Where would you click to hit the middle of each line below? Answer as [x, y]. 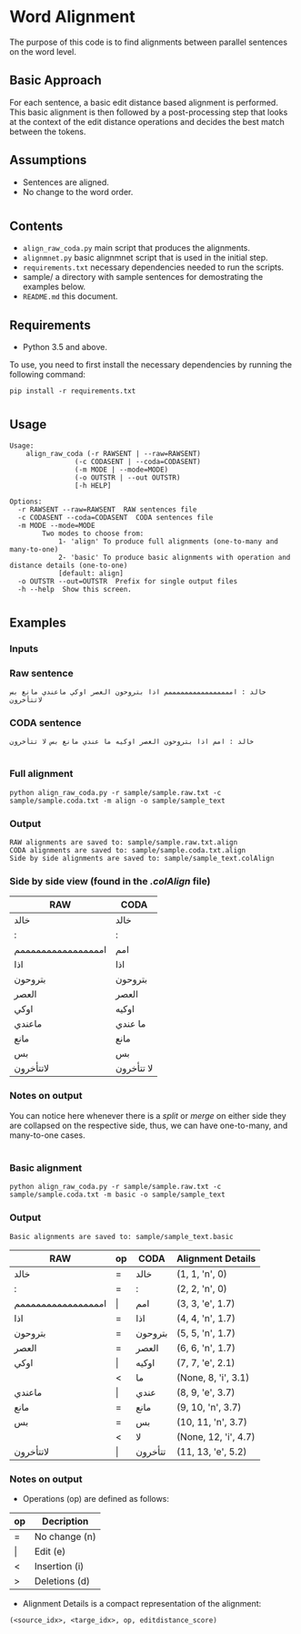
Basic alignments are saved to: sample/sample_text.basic [121, 1236]
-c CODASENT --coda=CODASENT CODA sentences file [115, 517]
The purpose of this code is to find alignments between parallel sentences [149, 42]
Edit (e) [50, 1551]
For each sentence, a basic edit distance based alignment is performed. [144, 102]
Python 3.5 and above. [65, 346]
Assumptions [48, 160]
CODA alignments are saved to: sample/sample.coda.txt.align [128, 851]
